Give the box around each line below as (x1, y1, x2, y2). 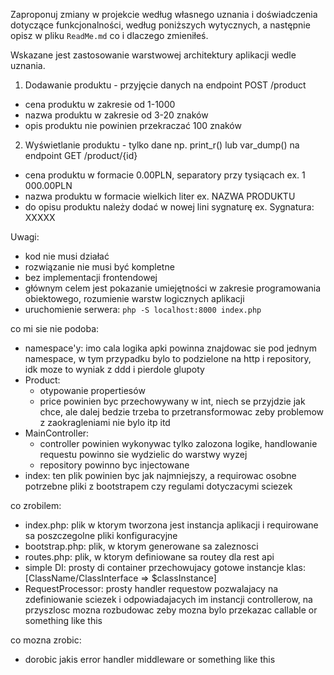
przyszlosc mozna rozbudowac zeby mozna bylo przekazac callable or (24, 604, 318, 616)
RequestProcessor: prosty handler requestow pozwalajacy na (24, 583, 279, 594)
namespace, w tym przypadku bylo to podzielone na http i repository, (24, 353, 312, 364)
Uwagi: (10, 231, 40, 243)
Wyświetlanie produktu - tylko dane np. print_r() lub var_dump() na (24, 139, 300, 151)
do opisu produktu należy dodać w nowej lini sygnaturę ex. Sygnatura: (24, 201, 315, 213)
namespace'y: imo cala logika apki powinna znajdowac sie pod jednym (24, 342, 317, 354)
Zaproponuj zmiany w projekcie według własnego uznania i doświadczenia (10, 9, 318, 20)
